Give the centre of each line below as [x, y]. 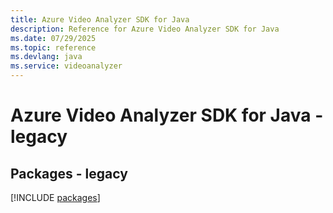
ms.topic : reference [53, 47]
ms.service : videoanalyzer [66, 66]
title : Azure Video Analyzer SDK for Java [100, 19]
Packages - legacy [69, 173]
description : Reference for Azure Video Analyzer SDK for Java [145, 29]
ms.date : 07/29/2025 [53, 38]
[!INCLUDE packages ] [55, 197]
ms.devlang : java [46, 57]
